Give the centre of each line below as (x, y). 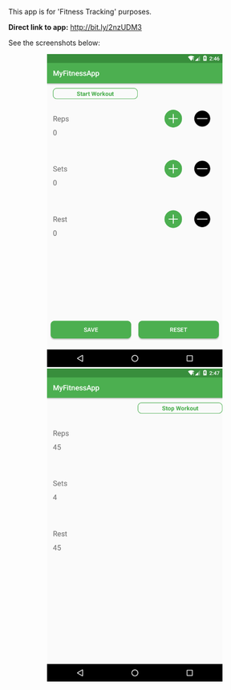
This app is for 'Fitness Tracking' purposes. (80, 12)
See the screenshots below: (54, 43)
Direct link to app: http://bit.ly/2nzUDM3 (75, 27)
